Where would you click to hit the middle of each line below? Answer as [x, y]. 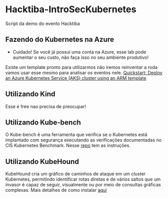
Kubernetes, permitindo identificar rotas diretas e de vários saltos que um [83, 179]
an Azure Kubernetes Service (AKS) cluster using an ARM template [76, 78]
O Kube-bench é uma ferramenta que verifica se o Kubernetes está [76, 135]
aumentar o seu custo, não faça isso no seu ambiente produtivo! [80, 57]
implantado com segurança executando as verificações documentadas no [83, 140]
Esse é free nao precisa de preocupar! [46, 106]
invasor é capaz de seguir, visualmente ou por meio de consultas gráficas [83, 185]
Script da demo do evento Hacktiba [43, 23]
